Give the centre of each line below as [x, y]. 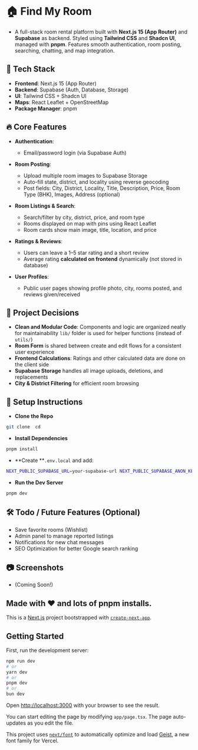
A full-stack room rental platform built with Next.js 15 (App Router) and [101, 32]
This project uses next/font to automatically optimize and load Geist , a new [98, 735]
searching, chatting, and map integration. [65, 50]
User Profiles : [32, 276]
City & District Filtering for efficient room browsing [77, 384]
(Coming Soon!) [34, 585]
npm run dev [21, 661]
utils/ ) [24, 339]
